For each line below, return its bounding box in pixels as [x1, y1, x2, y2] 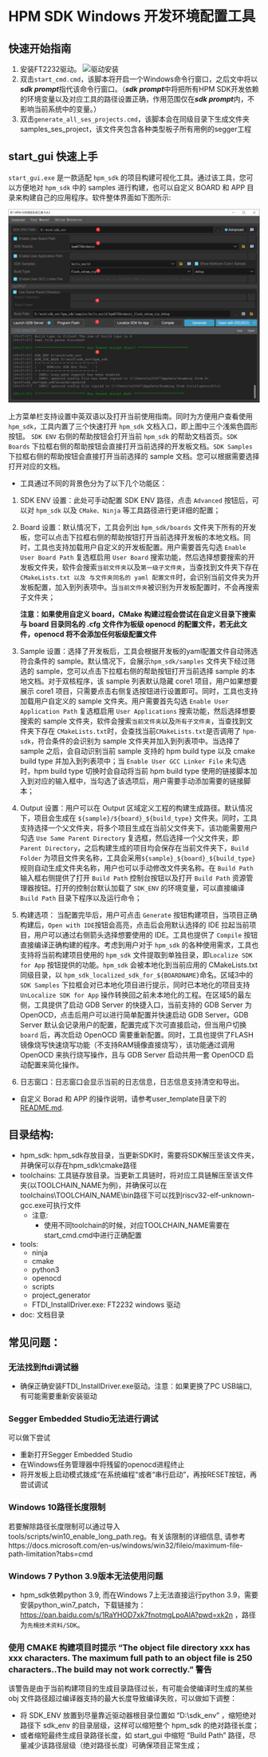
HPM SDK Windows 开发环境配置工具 [8, 7, 256, 26]
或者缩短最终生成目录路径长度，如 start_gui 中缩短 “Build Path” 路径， [19, 1731, 250, 1740]
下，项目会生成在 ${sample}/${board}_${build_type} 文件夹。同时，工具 [19, 813, 258, 823]
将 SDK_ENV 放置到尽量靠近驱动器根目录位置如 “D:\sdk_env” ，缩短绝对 [19, 1711, 257, 1720]
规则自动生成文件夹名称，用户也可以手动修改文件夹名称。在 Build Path [19, 863, 254, 872]
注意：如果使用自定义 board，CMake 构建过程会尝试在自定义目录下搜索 [19, 609, 256, 619]
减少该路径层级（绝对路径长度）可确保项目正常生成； [26, 1740, 202, 1751]
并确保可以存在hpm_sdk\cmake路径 [19, 1161, 137, 1170]
